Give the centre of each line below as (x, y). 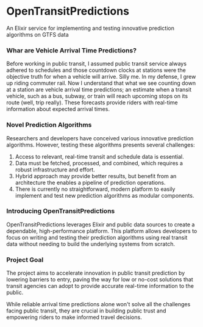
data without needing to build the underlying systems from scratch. (91, 244)
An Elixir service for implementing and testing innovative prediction (91, 28)
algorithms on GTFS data (37, 34)
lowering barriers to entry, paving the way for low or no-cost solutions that (100, 279)
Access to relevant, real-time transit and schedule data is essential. (99, 156)
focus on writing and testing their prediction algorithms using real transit (97, 237)
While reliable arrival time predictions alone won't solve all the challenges (98, 304)
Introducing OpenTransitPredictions (61, 211)
